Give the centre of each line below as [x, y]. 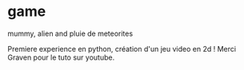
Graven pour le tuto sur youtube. [61, 57]
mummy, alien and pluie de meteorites [70, 33]
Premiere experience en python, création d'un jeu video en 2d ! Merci [122, 49]
